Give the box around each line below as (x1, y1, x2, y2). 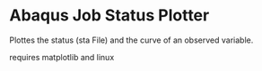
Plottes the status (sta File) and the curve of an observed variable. (9, 35, 254, 45)
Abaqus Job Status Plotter (9, 5, 210, 26)
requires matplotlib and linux (9, 51, 115, 62)
